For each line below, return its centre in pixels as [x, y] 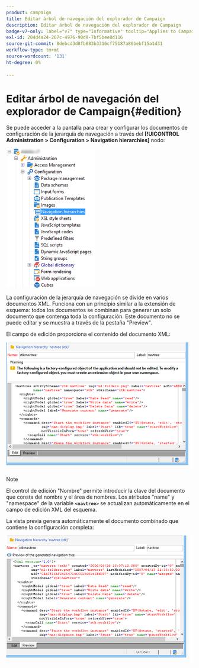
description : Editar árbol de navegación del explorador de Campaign [94, 25]
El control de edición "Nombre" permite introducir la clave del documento [96, 491]
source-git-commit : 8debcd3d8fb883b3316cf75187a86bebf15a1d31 [84, 44]
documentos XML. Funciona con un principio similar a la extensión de [91, 304]
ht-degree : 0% [24, 62]
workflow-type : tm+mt [33, 50]
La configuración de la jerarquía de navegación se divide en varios [87, 298]
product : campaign [29, 12]
